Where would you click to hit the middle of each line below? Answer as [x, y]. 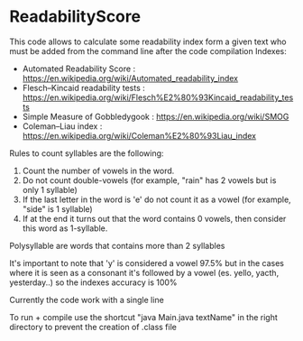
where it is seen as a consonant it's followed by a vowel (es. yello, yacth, [144, 272]
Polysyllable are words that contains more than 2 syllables [117, 245]
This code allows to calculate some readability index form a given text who [148, 41]
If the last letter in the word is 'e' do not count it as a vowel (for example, [156, 199]
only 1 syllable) [50, 189]
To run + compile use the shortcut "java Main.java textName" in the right [143, 317]
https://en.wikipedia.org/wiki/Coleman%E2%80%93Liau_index [139, 135]
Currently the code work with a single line [87, 300]
